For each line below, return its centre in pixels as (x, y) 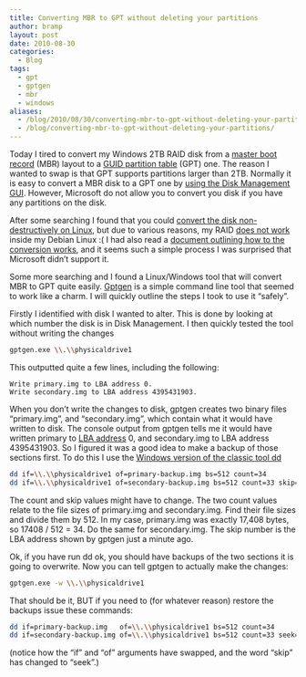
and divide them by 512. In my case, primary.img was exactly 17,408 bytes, (149, 519)
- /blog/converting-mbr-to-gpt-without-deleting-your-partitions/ (146, 129)
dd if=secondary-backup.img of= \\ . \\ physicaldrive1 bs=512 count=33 (142, 635)
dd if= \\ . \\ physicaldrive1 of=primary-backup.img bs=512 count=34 (138, 474)
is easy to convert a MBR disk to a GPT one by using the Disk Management (150, 183)
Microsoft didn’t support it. (59, 259)
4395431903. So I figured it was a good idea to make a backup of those (144, 447)
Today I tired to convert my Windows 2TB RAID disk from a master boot (143, 154)
